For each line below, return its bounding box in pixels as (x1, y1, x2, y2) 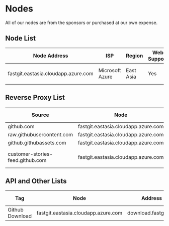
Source (32, 111, 49, 118)
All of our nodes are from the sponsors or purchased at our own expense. (5, 20, 158, 26)
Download (8, 212, 32, 219)
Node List (5, 34, 36, 43)
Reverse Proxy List (5, 93, 65, 102)
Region (125, 52, 143, 59)
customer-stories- (8, 150, 53, 157)
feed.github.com (8, 156, 47, 163)
